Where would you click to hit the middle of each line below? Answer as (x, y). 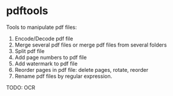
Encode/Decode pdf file (44, 38)
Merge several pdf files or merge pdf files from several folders (91, 45)
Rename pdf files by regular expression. (63, 76)
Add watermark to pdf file (46, 64)
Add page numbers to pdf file (51, 57)
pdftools (27, 11)
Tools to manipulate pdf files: (41, 27)
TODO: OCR (21, 87)
